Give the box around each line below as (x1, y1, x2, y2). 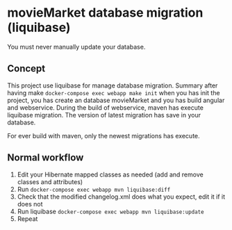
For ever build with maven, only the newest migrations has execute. (7, 131, 200, 140)
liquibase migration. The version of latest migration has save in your (7, 110, 201, 119)
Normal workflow (7, 151, 84, 164)
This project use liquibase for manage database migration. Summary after (7, 81, 218, 90)
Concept (7, 63, 46, 74)
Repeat (17, 214, 38, 223)
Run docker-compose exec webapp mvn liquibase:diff (17, 185, 171, 193)
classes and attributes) (17, 177, 83, 186)
